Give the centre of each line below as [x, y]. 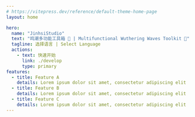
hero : [13, 28]
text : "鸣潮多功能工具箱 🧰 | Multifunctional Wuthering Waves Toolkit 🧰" [101, 39]
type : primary [39, 66]
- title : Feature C [35, 99]
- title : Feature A [35, 77]
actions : [22, 50]
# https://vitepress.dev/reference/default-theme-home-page [82, 12]
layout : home [22, 17]
